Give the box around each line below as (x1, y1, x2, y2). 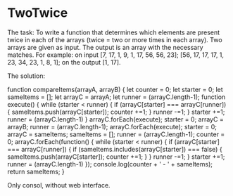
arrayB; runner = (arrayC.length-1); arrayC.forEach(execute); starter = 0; (7, 122, 217, 131)
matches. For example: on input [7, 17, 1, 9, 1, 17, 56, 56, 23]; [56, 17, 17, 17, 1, (7, 51, 224, 59)
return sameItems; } (7, 167, 65, 176)
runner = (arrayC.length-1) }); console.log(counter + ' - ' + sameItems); (7, 159, 213, 168)
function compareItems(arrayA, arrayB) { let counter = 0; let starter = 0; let (7, 85, 223, 93)
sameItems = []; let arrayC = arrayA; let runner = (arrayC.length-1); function (7, 93, 226, 101)
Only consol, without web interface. (7, 181, 111, 189)
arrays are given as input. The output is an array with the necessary (7, 43, 203, 51)
